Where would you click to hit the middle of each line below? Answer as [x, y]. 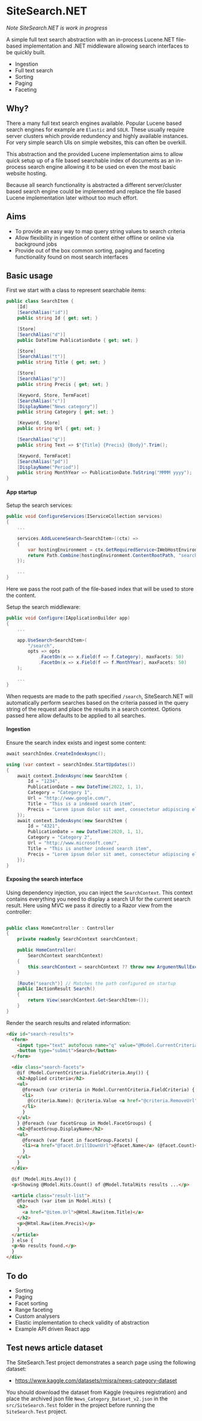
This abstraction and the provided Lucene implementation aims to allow [95, 154]
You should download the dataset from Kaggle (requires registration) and [97, 1392]
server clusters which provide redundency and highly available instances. [97, 136]
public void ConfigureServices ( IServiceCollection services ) [84, 517]
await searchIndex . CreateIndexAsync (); [56, 754]
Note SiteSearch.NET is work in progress [57, 28]
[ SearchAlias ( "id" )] [43, 313]
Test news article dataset [55, 1348]
